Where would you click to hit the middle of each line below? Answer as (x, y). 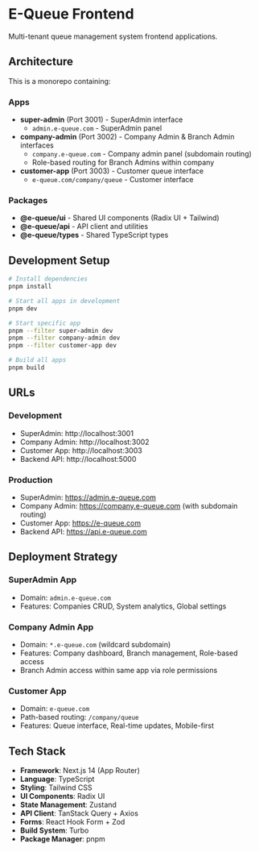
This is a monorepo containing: (60, 81)
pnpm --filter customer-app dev (62, 346)
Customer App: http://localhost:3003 (81, 450)
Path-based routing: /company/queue (79, 717)
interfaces (37, 145)
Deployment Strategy (63, 557)
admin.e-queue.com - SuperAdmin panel (97, 128)
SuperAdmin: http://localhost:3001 (77, 433)
